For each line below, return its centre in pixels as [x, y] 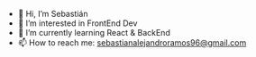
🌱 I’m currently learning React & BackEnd [94, 33]
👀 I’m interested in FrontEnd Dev [78, 23]
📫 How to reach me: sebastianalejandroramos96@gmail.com [132, 43]
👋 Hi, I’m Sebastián [53, 14]
